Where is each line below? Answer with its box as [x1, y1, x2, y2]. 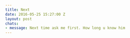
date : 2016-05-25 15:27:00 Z [5, 12, 65, 17]
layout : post [5, 16, 32, 21]
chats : [5, 21, 19, 26]
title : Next [5, 7, 30, 12]
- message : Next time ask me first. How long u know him [5, 26, 126, 31]
